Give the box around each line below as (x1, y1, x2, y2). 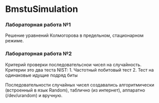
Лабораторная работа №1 (5, 21, 71, 28)
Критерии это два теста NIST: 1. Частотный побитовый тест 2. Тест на (5, 67, 154, 73)
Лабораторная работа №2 (5, 50, 72, 57)
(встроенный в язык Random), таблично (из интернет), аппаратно (5, 87, 145, 93)
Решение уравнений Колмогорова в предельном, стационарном (5, 32, 144, 38)
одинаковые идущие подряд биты (5, 72, 78, 78)
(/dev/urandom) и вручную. (5, 92, 62, 98)
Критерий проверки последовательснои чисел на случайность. (5, 61, 141, 68)
